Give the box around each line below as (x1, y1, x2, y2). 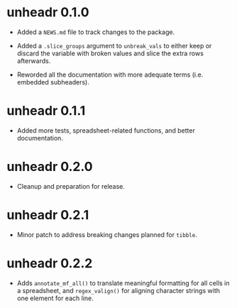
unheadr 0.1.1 (6, 103, 86, 119)
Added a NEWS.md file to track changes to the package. (16, 28, 175, 36)
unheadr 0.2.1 (6, 207, 89, 223)
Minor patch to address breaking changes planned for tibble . (16, 230, 198, 238)
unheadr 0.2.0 (6, 159, 93, 175)
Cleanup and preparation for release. (16, 182, 126, 190)
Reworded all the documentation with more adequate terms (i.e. (16, 70, 204, 79)
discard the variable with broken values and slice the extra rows (16, 49, 204, 57)
